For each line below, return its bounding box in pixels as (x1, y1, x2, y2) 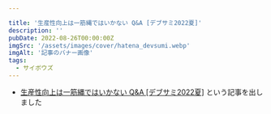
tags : (8, 57, 27, 65)
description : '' (8, 26, 63, 35)
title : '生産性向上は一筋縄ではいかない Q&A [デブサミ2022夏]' (8, 19, 203, 27)
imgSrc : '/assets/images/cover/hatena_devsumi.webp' (8, 41, 191, 49)
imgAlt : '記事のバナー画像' (8, 49, 93, 57)
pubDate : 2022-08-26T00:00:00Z (8, 34, 114, 42)
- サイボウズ (15, 64, 54, 73)
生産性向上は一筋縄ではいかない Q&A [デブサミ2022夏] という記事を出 (19, 87, 256, 97)
